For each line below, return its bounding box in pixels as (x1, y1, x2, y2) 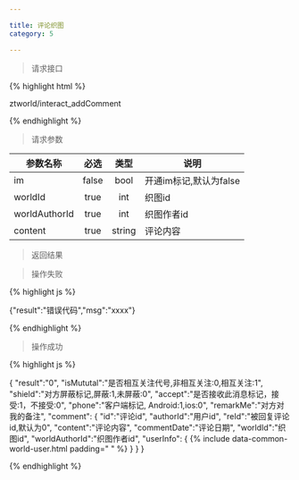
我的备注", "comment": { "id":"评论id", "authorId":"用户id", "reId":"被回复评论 (9, 410, 290, 421)
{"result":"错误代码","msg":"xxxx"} (9, 305, 136, 316)
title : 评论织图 (9, 21, 64, 29)
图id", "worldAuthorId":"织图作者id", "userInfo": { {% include (9, 433, 230, 443)
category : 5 (9, 29, 54, 38)
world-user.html (9, 443, 69, 454)
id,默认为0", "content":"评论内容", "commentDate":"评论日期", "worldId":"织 (9, 422, 287, 433)
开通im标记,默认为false (144, 174, 241, 187)
